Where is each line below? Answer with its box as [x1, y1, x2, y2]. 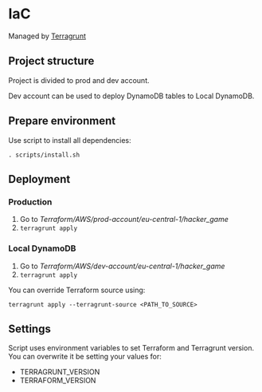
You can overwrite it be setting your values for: [8, 352, 162, 362]
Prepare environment [8, 114, 116, 128]
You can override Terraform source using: [8, 285, 146, 295]
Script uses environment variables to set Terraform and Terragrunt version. [8, 343, 255, 353]
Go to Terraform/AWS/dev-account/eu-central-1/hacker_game [19, 261, 225, 271]
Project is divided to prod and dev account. [8, 75, 150, 85]
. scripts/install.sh [8, 151, 80, 159]
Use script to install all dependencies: [8, 135, 131, 145]
